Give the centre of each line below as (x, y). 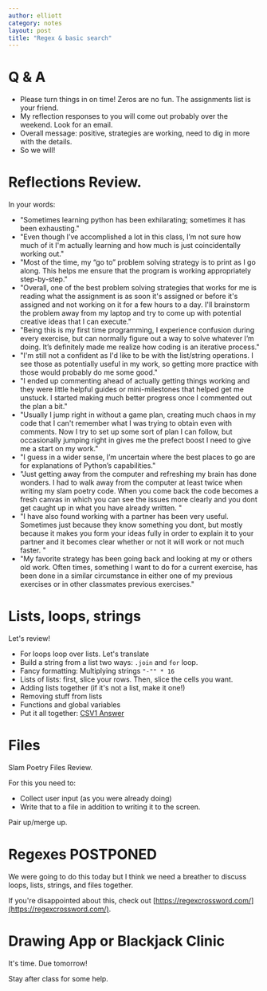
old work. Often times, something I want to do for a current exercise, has (139, 568)
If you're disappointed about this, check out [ (82, 900)
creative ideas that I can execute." (75, 322)
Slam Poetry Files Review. (51, 767)
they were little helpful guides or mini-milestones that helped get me (132, 389)
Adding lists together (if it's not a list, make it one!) (102, 688)
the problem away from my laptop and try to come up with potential (130, 313)
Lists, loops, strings (75, 617)
